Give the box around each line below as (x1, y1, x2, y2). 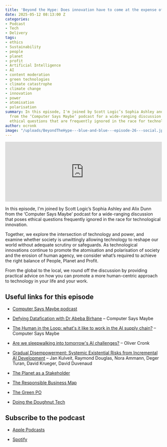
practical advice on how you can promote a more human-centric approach (5, 273, 158, 279)
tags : (5, 35, 16, 40)
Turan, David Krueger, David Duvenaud (12, 360, 92, 367)
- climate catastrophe (5, 81, 52, 86)
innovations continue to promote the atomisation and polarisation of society (5, 247, 160, 253)
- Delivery (5, 30, 28, 35)
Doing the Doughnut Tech (12, 399, 66, 405)
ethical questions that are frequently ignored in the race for (9, 118, 146, 124)
